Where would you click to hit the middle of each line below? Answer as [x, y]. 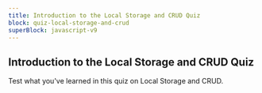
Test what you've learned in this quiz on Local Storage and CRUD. [116, 81]
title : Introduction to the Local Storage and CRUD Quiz [104, 15]
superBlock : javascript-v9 [53, 30]
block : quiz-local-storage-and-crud [69, 23]
